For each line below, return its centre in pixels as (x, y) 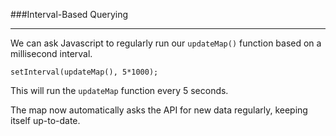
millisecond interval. (51, 53)
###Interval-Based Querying (69, 14)
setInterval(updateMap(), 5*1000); (84, 72)
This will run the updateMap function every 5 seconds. (119, 90)
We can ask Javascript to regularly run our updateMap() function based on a (166, 43)
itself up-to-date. (45, 120)
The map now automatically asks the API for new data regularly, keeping (159, 110)
